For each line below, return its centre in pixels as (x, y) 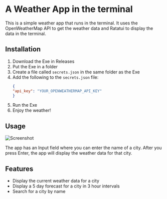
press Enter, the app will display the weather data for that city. (69, 153)
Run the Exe (25, 105)
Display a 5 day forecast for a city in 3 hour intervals (66, 186)
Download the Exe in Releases (43, 61)
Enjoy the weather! (32, 110)
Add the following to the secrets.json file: (55, 77)
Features (19, 169)
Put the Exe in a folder (35, 66)
